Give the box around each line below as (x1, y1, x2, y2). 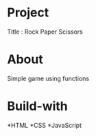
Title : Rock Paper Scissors (7, 27, 84, 36)
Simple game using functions (7, 74, 90, 82)
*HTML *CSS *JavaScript (7, 121, 82, 129)
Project (7, 5, 49, 21)
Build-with (7, 98, 69, 114)
